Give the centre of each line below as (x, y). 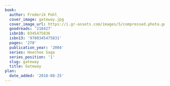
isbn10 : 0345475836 (30, 33)
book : (10, 10)
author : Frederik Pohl (33, 15)
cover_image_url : (28, 24)
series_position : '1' (32, 57)
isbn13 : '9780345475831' (36, 38)
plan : (10, 71)
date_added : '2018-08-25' (37, 76)
